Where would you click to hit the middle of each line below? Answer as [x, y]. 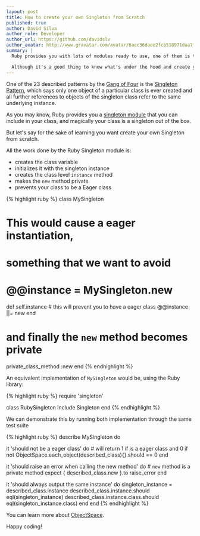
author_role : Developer [36, 34]
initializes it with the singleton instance [62, 168]
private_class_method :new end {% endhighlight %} [70, 366]
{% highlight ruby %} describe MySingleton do [63, 437]
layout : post [22, 12]
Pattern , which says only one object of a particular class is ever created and [99, 90]
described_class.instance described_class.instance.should [78, 491]
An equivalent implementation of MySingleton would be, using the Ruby [93, 378]
